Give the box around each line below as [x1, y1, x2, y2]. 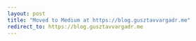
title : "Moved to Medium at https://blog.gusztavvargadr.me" [7, 17, 191, 24]
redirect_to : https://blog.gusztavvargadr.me [7, 23, 143, 30]
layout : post [7, 10, 46, 17]
